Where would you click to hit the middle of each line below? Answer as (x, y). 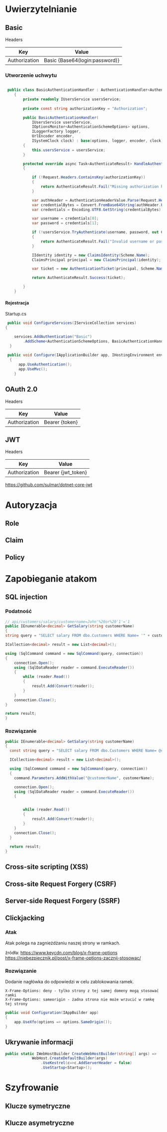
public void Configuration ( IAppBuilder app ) (52, 1013)
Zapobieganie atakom (51, 579)
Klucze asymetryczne (40, 1123)
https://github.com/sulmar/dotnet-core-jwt (49, 485)
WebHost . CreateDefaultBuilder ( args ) (70, 1058)
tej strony (16, 1004)
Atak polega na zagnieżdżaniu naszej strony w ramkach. (63, 943)
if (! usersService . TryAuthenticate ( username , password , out (95, 232)
